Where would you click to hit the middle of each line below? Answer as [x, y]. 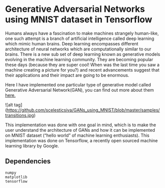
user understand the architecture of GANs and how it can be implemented [80, 130]
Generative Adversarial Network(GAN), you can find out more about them [80, 90]
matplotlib [16, 177]
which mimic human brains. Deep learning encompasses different [72, 43]
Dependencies [28, 161]
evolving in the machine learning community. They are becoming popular [79, 59]
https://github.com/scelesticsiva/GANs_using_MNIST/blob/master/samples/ [83, 110]
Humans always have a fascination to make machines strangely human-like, [82, 33]
